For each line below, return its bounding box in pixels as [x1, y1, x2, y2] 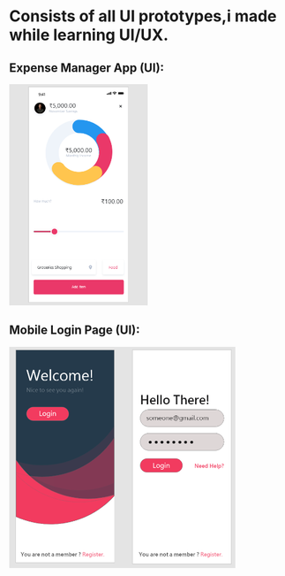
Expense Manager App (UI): [9, 60, 165, 75]
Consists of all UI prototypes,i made [9, 6, 277, 27]
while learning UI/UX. [9, 25, 169, 45]
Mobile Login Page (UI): [9, 323, 140, 338]
